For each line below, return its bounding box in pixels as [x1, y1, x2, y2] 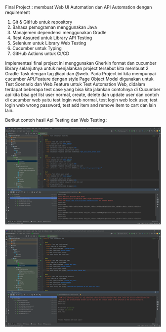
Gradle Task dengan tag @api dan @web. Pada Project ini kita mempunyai [5, 71, 156, 76]
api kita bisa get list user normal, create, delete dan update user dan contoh [5, 92, 159, 97]
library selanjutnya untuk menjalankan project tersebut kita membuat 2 [5, 65, 149, 71]
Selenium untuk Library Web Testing [12, 40, 86, 46]
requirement [5, 9, 30, 15]
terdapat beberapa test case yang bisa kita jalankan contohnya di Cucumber [5, 87, 161, 92]
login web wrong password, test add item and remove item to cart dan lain [5, 102, 157, 108]
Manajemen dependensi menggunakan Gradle [12, 30, 107, 35]
